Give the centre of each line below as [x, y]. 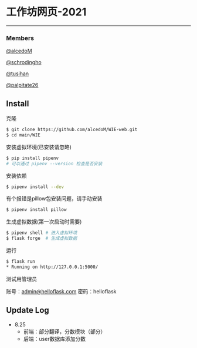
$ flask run [21, 262]
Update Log [28, 310]
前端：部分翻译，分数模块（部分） [64, 331]
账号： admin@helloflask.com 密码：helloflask [61, 291]
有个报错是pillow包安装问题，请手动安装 [54, 199]
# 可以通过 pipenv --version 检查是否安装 [54, 163]
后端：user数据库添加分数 [55, 339]
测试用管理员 [21, 279]
